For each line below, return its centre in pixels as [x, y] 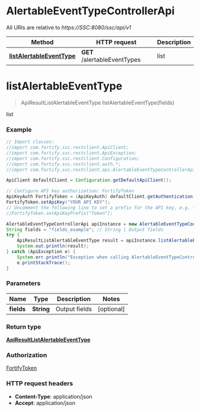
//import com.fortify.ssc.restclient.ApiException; [71, 153]
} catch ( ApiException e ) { [41, 252]
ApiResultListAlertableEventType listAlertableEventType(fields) [97, 102]
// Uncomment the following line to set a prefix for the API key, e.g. [98, 207]
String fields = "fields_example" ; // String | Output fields [85, 230]
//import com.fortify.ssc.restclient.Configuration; [73, 158]
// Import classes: [30, 142]
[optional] [111, 309]
